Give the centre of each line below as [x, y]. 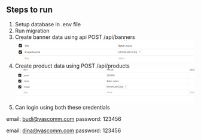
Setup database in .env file [48, 24]
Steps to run [29, 10]
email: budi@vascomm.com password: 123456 [64, 118]
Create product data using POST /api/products [72, 66]
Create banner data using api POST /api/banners [75, 37]
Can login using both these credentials [63, 107]
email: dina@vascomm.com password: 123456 [64, 130]
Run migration [32, 31]
